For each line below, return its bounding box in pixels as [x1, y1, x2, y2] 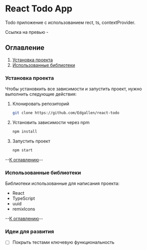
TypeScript [12, 195, 35, 201]
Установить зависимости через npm [12, 119, 90, 125]
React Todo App [5, 3, 73, 14]
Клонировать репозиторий [12, 101, 70, 107]
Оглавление [5, 43, 45, 52]
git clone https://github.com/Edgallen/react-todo [12, 111, 120, 116]
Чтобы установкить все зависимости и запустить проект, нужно [5, 86, 143, 92]
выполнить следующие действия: [5, 91, 77, 97]
